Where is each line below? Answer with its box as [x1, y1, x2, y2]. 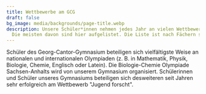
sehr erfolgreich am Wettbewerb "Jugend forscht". [6, 81, 134, 89]
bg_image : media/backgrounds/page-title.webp [6, 20, 124, 26]
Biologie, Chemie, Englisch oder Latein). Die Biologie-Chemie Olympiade [6, 62, 189, 69]
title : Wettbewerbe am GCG [6, 9, 75, 15]
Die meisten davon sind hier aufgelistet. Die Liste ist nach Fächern [12, 32, 196, 38]
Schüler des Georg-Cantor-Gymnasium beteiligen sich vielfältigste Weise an [6, 48, 199, 56]
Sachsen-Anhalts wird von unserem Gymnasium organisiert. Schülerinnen [6, 68, 193, 75]
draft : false [6, 15, 40, 21]
